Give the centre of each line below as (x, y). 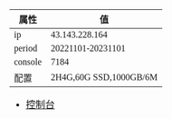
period (26, 48)
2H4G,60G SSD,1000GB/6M (104, 77)
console (28, 62)
